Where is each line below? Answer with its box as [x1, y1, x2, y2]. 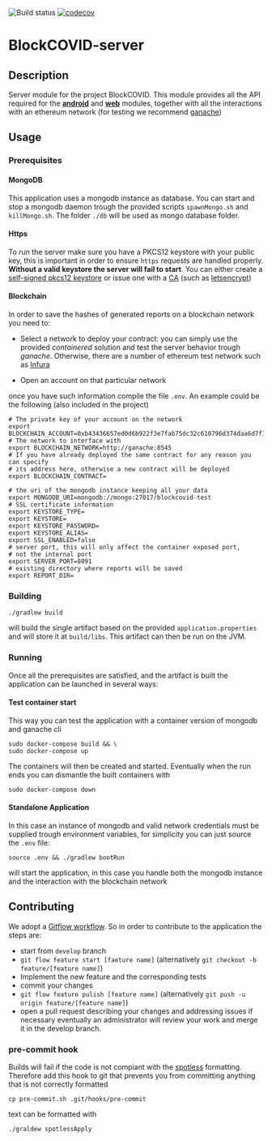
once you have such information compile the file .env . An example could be [8, 390, 261, 401]
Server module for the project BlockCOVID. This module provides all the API [8, 90, 261, 99]
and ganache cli [8, 724, 62, 734]
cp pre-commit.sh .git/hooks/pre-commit [8, 1096, 147, 1104]
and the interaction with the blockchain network [8, 876, 168, 886]
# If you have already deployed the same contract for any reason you [8, 450, 252, 459]
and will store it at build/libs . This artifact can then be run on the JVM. [8, 631, 247, 641]
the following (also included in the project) [8, 399, 150, 409]
